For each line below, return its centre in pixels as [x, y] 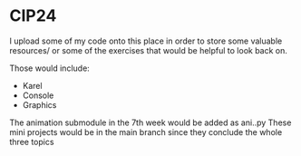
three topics [32, 141]
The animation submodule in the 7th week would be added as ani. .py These [150, 122]
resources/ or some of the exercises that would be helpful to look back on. [149, 50]
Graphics [39, 104]
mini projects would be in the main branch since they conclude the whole [146, 132]
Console [38, 95]
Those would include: [50, 68]
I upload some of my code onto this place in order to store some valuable [146, 41]
